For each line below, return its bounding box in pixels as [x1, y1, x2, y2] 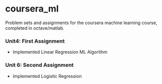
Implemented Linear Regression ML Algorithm [12, 49, 108, 55]
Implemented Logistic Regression [12, 73, 82, 79]
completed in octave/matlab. [5, 25, 64, 31]
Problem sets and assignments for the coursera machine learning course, [5, 20, 157, 26]
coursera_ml [5, 3, 59, 15]
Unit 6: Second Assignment [5, 61, 74, 68]
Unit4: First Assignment [5, 37, 65, 44]
